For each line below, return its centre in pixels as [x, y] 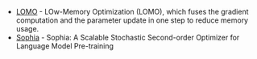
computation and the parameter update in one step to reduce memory [132, 20]
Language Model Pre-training [65, 46]
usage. [27, 29]
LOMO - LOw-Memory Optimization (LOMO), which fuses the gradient [132, 12]
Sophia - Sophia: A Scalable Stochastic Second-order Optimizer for [128, 37]
